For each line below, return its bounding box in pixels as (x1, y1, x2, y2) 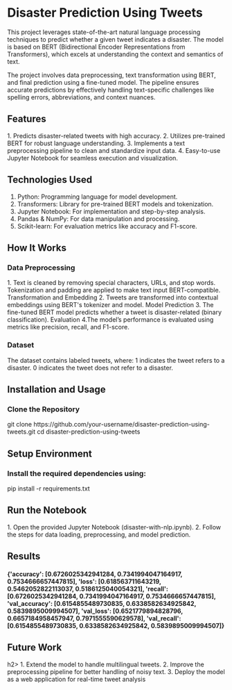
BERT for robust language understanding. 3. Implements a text (7, 139, 186, 147)
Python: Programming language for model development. (17, 192, 178, 201)
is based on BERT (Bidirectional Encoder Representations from (7, 42, 186, 51)
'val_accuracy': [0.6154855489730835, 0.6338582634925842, (7, 599, 197, 607)
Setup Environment (7, 447, 92, 459)
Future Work (7, 641, 62, 654)
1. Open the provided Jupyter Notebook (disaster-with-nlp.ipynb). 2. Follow (7, 523, 222, 531)
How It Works (7, 242, 67, 254)
